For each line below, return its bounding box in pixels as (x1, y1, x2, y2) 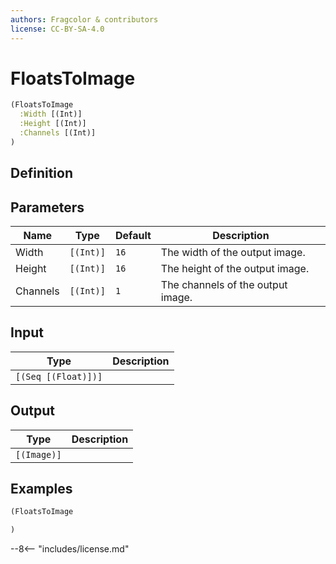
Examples (10, 481, 73, 498)
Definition (10, 165, 73, 182)
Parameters (10, 199, 85, 216)
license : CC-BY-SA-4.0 (10, 24, 105, 34)
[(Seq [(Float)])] (15, 371, 103, 382)
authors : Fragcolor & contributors (10, 14, 159, 25)
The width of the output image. (160, 246, 306, 260)
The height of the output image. (160, 262, 310, 276)
